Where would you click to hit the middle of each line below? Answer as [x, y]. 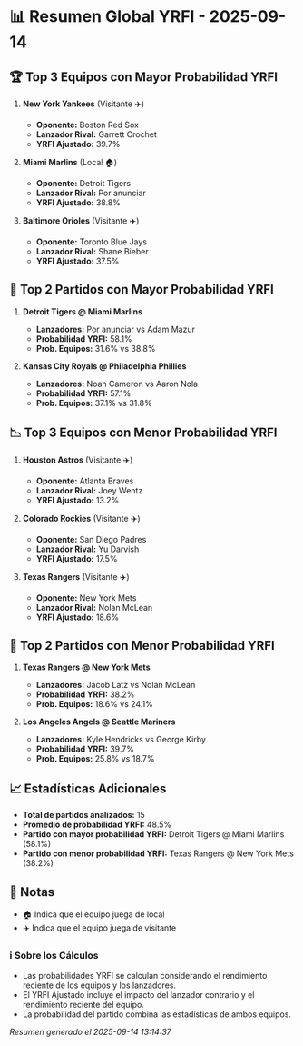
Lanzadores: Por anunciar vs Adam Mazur [115, 329]
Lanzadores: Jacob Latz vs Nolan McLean [116, 685]
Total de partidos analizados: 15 [83, 815]
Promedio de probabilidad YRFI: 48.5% [97, 825]
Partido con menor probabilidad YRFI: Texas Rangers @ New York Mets [158, 853]
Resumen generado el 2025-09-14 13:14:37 [91, 1032]
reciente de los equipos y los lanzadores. [99, 985]
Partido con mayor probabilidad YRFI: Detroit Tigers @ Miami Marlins [153, 834]
